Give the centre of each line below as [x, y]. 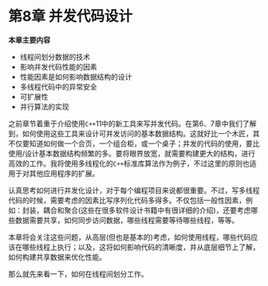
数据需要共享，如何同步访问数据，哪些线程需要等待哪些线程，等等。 [127, 220]
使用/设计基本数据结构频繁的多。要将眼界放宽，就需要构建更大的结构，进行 [132, 153]
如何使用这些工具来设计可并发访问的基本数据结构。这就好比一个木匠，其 [141, 133]
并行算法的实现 [44, 106]
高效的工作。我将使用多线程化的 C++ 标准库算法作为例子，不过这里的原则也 [129, 163]
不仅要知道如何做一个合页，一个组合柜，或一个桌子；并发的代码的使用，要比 [134, 143]
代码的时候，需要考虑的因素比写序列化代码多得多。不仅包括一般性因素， [127, 200]
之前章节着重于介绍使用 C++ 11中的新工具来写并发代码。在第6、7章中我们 [126, 123]
